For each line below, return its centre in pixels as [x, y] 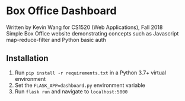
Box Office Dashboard [61, 11]
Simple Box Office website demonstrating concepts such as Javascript [92, 33]
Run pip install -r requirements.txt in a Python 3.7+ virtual [90, 73]
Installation [27, 58]
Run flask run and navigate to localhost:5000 [71, 91]
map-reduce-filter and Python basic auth [56, 40]
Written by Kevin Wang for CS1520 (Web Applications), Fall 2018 [84, 27]
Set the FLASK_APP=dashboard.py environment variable [80, 85]
